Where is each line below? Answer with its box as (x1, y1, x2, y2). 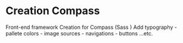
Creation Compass (5, 4, 100, 18)
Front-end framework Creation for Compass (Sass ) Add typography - (5, 24, 177, 31)
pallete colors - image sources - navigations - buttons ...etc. (5, 29, 153, 37)
